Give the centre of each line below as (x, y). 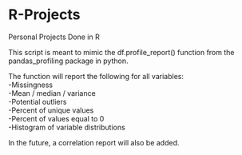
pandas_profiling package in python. (69, 61)
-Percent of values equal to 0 (56, 118)
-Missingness (31, 85)
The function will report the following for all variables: (96, 76)
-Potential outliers (38, 101)
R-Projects (44, 15)
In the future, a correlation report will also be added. (94, 142)
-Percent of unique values (51, 110)
